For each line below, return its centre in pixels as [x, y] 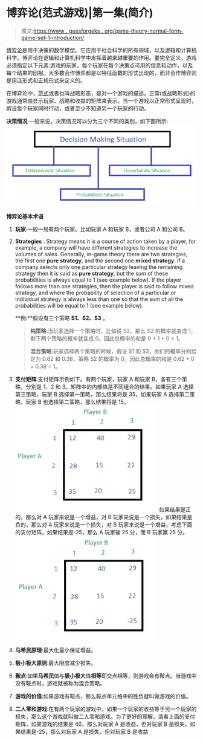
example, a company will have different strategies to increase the [96, 248]
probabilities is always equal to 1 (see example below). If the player [98, 280]
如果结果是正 [175, 510]
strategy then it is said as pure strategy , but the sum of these [92, 274]
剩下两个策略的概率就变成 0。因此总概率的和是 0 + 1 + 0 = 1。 [107, 338]
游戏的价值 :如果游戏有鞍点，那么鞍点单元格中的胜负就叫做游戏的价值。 [103, 696]
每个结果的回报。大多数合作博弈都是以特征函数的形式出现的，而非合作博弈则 [101, 73]
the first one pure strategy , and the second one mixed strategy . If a [100, 260]
